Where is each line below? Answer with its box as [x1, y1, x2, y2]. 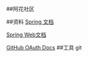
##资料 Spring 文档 [6, 18, 54, 25]
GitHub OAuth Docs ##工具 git [6, 44, 82, 51]
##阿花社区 [6, 5, 35, 12]
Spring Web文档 [6, 31, 47, 38]
